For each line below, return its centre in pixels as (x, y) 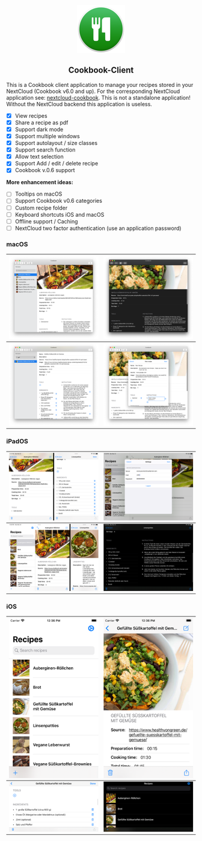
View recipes (31, 115)
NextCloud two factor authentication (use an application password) (98, 228)
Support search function (45, 150)
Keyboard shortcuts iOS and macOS (60, 214)
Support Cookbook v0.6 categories (58, 201)
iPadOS (17, 441)
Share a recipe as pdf (41, 123)
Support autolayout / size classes (56, 143)
